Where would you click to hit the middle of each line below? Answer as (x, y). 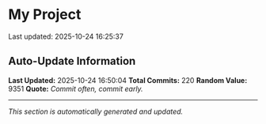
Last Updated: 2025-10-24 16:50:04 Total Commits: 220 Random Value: (128, 80)
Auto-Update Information (72, 61)
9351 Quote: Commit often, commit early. (76, 88)
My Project (45, 15)
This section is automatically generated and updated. (96, 111)
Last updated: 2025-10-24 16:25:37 (66, 36)
